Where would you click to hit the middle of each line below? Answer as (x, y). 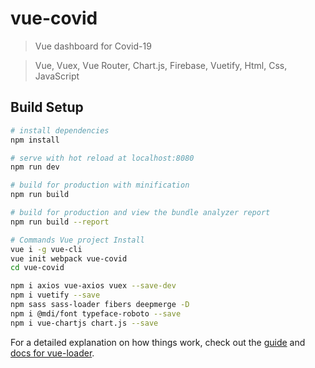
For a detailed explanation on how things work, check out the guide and (158, 342)
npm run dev (35, 167)
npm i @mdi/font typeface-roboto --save (96, 313)
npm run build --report (60, 222)
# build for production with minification (100, 185)
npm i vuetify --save (55, 295)
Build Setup (47, 107)
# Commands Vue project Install (77, 240)
